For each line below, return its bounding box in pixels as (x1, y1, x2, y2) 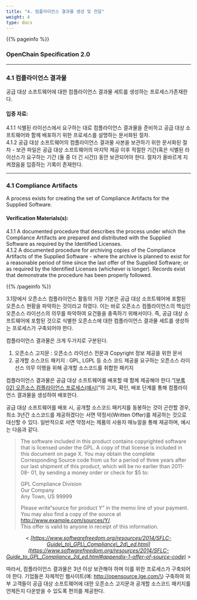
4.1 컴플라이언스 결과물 (6, 74, 67, 82)
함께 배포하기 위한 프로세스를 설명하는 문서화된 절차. (31, 132, 151, 139)
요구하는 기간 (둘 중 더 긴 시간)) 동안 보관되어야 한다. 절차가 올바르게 (26, 154, 182, 161)
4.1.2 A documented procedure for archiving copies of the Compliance (6, 246, 176, 254)
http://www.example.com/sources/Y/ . (20, 516, 111, 524)
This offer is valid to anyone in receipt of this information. (20, 523, 159, 530)
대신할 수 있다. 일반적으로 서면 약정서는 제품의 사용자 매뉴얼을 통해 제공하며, (6, 418, 180, 425)
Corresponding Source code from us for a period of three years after (20, 456, 186, 464)
